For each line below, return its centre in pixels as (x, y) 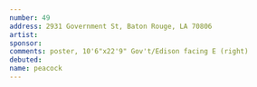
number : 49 (30, 18)
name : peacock (36, 69)
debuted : (26, 60)
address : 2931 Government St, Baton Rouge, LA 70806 (111, 26)
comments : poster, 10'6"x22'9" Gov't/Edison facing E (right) (129, 52)
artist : (24, 34)
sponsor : (26, 43)
